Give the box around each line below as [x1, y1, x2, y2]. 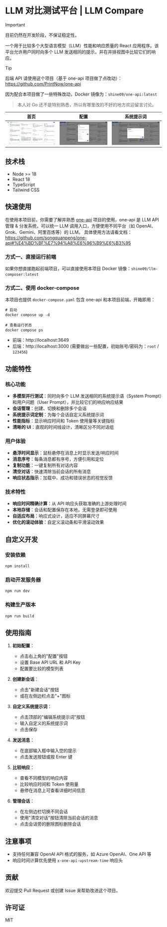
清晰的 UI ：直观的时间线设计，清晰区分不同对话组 [12, 424, 114, 430]
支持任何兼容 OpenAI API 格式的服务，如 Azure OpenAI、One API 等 [12, 851, 152, 857]
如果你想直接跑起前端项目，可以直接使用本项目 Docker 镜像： [5, 265, 132, 272]
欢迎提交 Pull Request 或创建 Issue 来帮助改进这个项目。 [5, 887, 121, 893]
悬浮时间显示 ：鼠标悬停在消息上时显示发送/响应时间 [12, 450, 119, 456]
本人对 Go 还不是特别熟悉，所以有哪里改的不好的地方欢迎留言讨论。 [17, 101, 157, 107]
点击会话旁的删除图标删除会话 [19, 821, 81, 827]
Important [5, 21, 25, 28]
